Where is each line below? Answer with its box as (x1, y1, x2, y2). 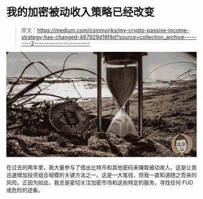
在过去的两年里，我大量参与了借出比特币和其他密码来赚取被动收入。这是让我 (6, 164, 197, 171)
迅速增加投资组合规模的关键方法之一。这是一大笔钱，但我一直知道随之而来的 (6, 171, 197, 178)
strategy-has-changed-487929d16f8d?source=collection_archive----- (21, 33, 197, 40)
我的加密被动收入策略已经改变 (6, 5, 155, 19)
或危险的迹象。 (6, 186, 43, 194)
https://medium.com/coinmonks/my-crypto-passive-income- (37, 27, 189, 34)
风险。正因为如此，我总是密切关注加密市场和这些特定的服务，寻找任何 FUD (6, 179, 193, 186)
